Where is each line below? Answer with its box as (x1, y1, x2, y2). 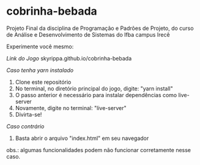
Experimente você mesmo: (6, 43, 74, 50)
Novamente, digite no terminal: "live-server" (15, 104, 127, 111)
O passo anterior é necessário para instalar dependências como (15, 91, 177, 98)
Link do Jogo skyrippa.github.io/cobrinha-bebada (6, 54, 132, 62)
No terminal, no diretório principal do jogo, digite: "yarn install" (15, 84, 173, 92)
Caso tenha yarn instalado (6, 66, 74, 74)
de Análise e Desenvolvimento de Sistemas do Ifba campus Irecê (6, 31, 170, 38)
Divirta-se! (15, 111, 42, 118)
